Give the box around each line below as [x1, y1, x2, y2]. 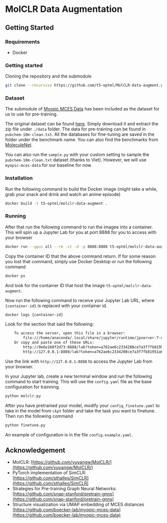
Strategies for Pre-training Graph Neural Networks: [12, 486, 117, 492]
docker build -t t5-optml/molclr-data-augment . [5, 201, 108, 206]
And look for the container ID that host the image [5, 282, 105, 288]
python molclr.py [5, 393, 41, 399]
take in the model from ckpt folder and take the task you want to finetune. [5, 408, 156, 414]
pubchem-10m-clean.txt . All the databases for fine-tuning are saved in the [5, 131, 155, 137]
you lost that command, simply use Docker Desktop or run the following [5, 258, 152, 264]
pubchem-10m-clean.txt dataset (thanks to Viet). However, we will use [5, 157, 147, 163]
